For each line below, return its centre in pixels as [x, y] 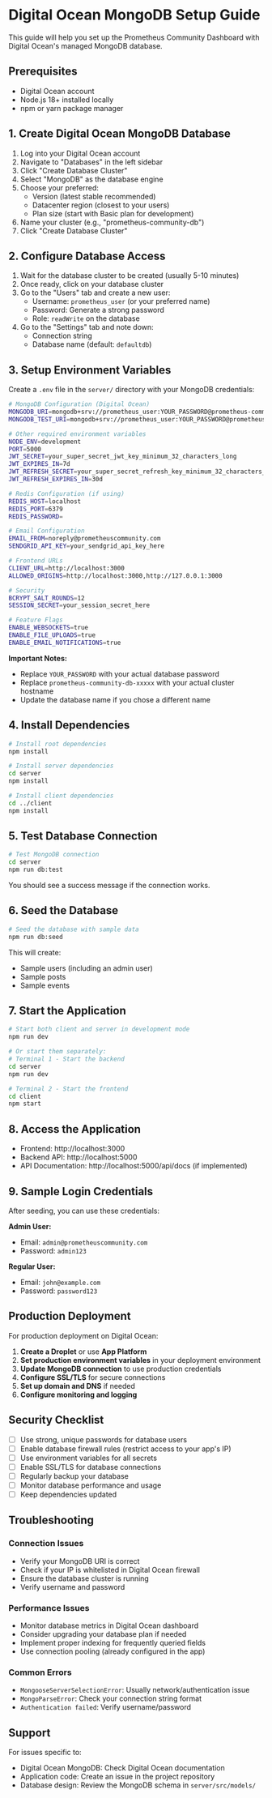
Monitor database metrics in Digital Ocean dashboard [109, 1625]
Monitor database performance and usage [91, 1485]
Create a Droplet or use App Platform [83, 1352]
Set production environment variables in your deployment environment [140, 1360]
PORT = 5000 [25, 449]
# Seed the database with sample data [74, 929]
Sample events [45, 985]
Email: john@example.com [60, 1282]
